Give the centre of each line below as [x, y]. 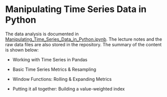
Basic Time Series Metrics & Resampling [54, 69]
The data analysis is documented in [42, 34]
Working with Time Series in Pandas [50, 59]
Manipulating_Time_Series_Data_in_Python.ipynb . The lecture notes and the [84, 39]
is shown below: [22, 50]
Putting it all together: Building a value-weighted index [68, 88]
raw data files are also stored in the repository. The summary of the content [83, 44]
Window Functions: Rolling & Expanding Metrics [62, 79]
